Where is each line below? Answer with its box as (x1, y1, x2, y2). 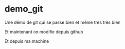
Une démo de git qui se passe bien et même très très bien (4, 19, 121, 25)
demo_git (4, 3, 43, 15)
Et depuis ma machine (4, 38, 49, 44)
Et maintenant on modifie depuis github (4, 29, 84, 34)
